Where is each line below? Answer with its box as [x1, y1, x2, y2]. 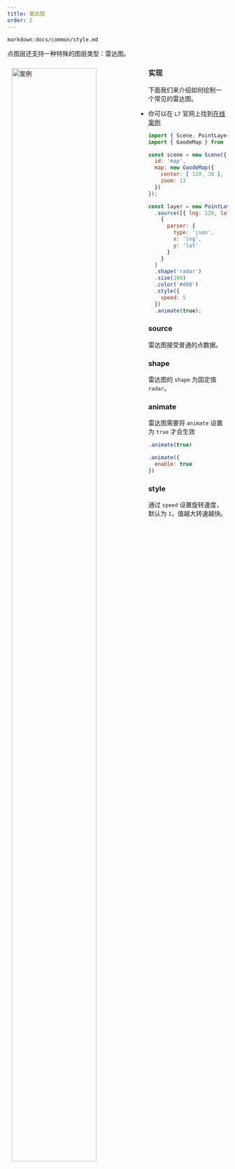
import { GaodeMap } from [148, 138, 224, 146]
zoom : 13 [160, 177, 187, 184]
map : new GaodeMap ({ [154, 164, 215, 172]
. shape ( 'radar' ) [154, 268, 202, 275]
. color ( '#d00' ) [154, 281, 199, 288]
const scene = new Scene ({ [148, 151, 227, 158]
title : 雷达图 [7, 10, 45, 18]
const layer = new [148, 203, 202, 210]
